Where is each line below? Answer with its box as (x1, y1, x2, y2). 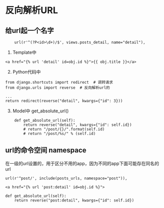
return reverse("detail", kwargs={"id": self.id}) (23, 122, 132, 127)
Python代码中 (12, 69, 41, 75)
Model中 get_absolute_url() (12, 108, 69, 114)
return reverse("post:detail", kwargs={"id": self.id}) (14, 197, 135, 203)
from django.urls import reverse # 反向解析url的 (5, 85, 110, 90)
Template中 (12, 49, 37, 55)
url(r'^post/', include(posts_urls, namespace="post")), (5, 176, 128, 181)
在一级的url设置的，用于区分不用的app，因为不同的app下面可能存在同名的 (5, 160, 159, 166)
